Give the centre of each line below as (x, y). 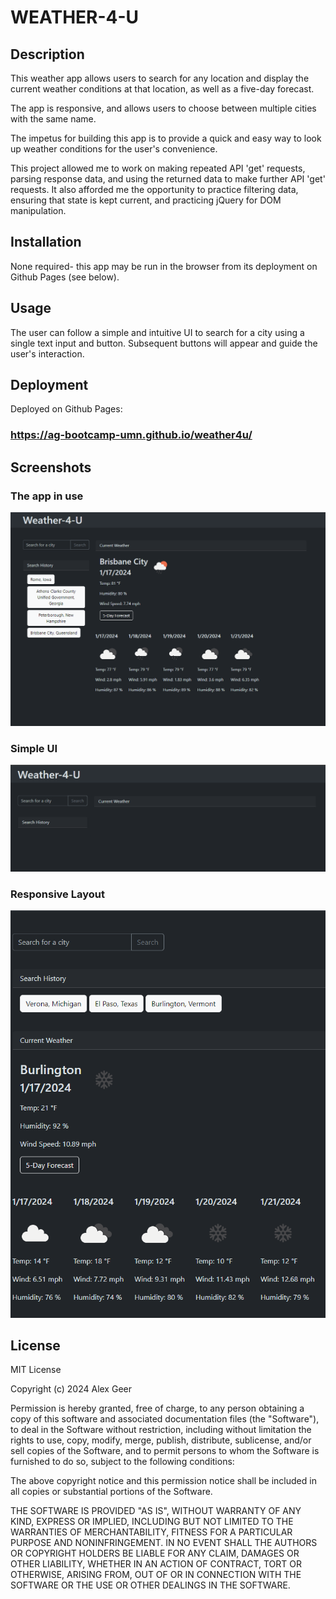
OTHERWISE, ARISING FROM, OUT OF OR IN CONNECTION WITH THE (156, 1575)
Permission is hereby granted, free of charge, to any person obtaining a (157, 1408)
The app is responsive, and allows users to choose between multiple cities (163, 108)
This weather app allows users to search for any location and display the (160, 78)
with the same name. (53, 119)
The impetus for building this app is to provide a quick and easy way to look (166, 138)
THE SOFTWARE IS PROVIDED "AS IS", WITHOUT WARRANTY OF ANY (156, 1511)
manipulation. (38, 210)
